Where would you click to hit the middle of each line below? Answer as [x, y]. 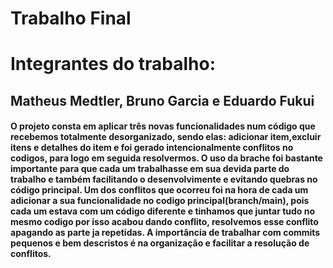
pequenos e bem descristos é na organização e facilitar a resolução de [160, 243]
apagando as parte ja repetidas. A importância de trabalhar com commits [165, 233]
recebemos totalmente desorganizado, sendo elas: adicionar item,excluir [166, 137]
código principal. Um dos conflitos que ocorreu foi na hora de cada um [159, 190]
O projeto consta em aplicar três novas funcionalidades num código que [163, 126]
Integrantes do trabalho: [113, 64]
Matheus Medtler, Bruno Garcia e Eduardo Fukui [162, 100]
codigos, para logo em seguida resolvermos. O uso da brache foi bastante [166, 158]
